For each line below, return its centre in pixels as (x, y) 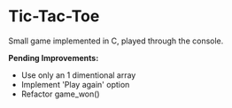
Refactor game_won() (60, 94)
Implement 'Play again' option (75, 84)
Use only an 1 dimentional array (78, 75)
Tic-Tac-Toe (54, 16)
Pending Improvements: (54, 58)
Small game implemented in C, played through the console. (116, 41)
